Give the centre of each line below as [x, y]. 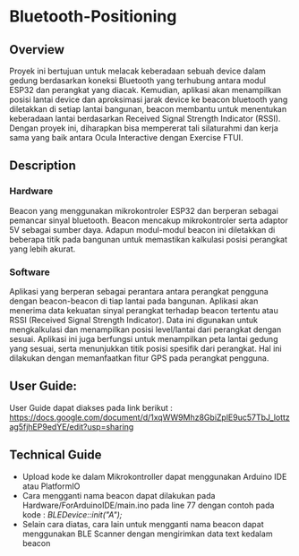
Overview [37, 50]
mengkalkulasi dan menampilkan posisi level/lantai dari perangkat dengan [145, 329]
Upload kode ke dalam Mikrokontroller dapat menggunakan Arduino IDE [154, 476]
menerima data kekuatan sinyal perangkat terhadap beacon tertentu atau [144, 310]
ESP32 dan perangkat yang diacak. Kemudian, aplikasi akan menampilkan [145, 90]
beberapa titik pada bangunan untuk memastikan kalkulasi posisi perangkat [149, 239]
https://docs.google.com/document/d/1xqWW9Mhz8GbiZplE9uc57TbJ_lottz [150, 417]
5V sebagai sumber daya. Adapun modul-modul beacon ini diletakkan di [142, 229]
